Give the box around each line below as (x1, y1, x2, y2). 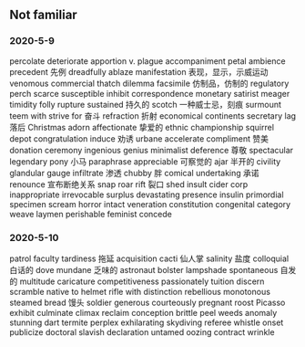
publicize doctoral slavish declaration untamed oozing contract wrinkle (9, 326, 275, 337)
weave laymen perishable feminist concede (9, 208, 173, 219)
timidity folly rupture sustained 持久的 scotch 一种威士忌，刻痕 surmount (9, 99, 282, 110)
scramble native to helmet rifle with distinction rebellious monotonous (9, 286, 271, 297)
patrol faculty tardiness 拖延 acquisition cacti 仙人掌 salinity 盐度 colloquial (9, 253, 290, 264)
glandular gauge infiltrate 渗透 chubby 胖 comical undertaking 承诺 (9, 167, 259, 178)
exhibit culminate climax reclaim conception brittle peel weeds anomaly (9, 307, 278, 318)
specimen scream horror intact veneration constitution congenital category (9, 198, 291, 209)
